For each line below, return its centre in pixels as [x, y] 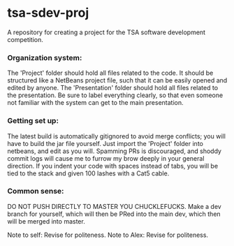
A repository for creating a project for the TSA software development [107, 32]
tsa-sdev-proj [48, 13]
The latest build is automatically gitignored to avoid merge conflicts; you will [116, 136]
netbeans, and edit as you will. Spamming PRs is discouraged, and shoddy [115, 151]
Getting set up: [33, 121]
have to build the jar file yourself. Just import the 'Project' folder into [105, 143]
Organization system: [45, 57]
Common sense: [36, 191]
